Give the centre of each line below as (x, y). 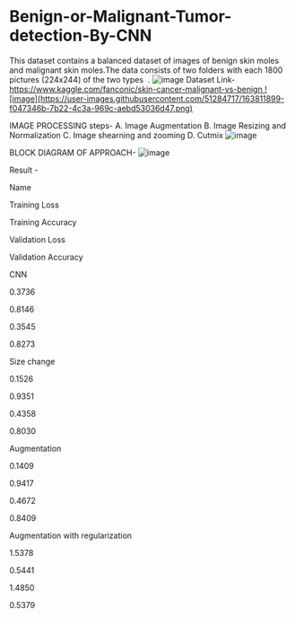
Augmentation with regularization (71, 535)
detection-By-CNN (81, 35)
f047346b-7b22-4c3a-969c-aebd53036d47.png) (101, 108)
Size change (32, 361)
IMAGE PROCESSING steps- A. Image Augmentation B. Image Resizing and (148, 125)
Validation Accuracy (46, 257)
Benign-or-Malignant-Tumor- (121, 17)
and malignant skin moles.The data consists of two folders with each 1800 (146, 70)
